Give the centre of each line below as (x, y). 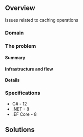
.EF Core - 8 (24, 114)
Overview (20, 8)
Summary (15, 58)
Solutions (20, 130)
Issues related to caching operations (42, 20)
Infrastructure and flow (29, 69)
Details (12, 80)
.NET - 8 (21, 109)
